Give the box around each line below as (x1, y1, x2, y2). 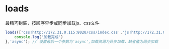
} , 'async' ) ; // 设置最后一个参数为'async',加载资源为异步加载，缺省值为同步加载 (5, 39, 158, 44)
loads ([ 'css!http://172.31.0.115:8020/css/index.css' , (5, 30, 123, 35)
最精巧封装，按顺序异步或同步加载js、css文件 (5, 20, 100, 26)
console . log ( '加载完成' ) (14, 34, 63, 40)
